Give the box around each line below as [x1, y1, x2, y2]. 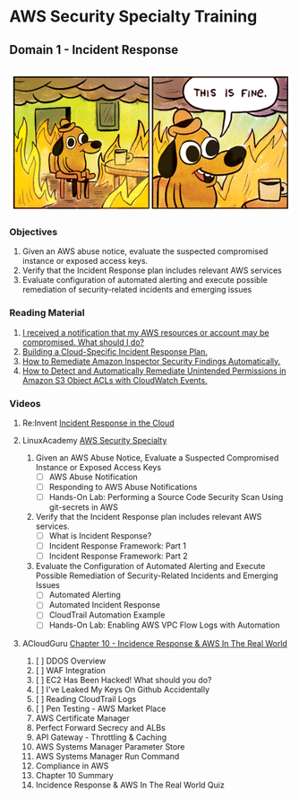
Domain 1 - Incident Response [9, 42, 179, 57]
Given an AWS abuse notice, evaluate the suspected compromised [21, 246, 269, 257]
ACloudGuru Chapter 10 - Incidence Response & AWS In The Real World [21, 637, 288, 648]
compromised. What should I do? [21, 337, 145, 347]
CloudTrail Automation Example [48, 610, 166, 620]
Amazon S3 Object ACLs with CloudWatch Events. [21, 374, 208, 385]
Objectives [9, 225, 58, 238]
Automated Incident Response [48, 600, 161, 610]
